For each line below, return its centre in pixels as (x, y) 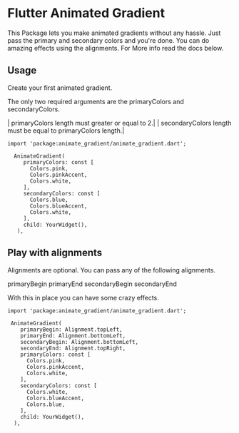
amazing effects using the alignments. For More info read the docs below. (116, 48)
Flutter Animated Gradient (86, 13)
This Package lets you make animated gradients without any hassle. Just (114, 33)
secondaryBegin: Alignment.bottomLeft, (80, 342)
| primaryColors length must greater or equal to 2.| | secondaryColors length (119, 123)
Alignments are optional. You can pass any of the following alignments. (112, 270)
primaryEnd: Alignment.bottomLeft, (73, 336)
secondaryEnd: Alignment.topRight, (73, 348)
